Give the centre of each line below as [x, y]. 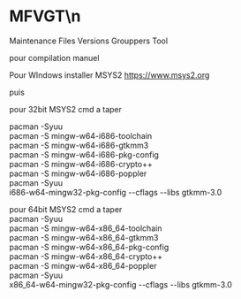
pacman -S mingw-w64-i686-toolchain [81, 135]
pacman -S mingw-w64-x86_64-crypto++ [86, 256]
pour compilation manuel [54, 57]
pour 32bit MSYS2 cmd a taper [65, 109]
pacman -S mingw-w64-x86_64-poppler [83, 265]
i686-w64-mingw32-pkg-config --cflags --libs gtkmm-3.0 [116, 192]
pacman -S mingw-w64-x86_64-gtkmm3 [84, 237]
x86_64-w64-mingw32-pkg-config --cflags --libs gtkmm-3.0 [120, 284]
